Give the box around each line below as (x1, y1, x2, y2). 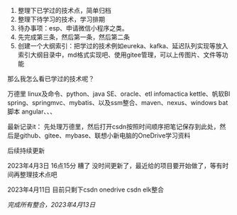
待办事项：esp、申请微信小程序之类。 (17, 24, 128, 32)
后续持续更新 (7, 146, 45, 155)
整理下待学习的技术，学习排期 (17, 15, 105, 23)
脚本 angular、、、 (7, 107, 57, 116)
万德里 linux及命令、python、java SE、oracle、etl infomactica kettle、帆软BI (7, 89, 231, 98)
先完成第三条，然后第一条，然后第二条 (17, 33, 130, 41)
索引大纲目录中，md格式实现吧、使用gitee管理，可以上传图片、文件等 (17, 50, 222, 59)
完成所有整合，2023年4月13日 (7, 201, 96, 209)
